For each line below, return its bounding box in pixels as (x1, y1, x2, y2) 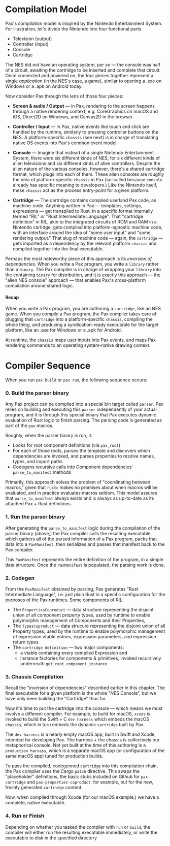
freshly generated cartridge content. (5, 785, 83, 791)
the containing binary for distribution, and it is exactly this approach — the (5, 272, 161, 278)
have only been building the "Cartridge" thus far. (5, 696, 107, 702)
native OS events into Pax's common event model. (12, 140, 118, 146)
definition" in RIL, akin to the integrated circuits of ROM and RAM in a (12, 218, 157, 224)
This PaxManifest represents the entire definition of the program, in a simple (5, 556, 164, 562)
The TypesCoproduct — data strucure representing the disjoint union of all (12, 623, 165, 629)
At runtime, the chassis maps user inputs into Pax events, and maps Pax (5, 337, 156, 343)
